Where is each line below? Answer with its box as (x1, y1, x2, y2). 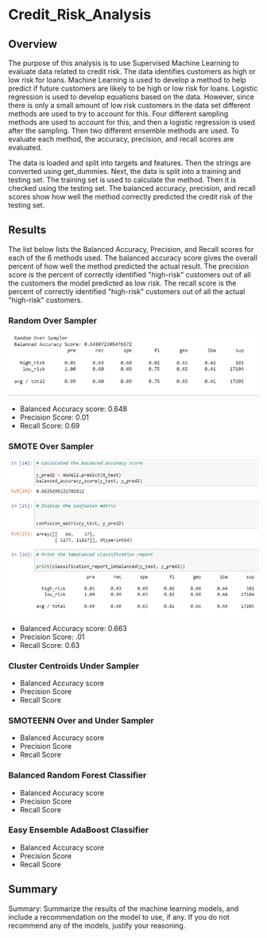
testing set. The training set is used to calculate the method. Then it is (8, 175, 237, 184)
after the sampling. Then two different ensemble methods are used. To (8, 126, 240, 135)
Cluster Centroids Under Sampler (8, 660, 140, 671)
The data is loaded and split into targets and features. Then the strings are (8, 158, 252, 168)
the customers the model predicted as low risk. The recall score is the (8, 278, 237, 288)
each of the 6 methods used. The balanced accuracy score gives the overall (8, 253, 258, 262)
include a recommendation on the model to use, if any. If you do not (8, 912, 230, 921)
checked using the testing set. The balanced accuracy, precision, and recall (8, 184, 256, 192)
